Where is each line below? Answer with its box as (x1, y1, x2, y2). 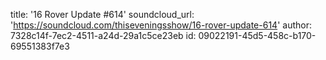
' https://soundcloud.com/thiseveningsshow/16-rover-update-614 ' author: (10, 19, 312, 31)
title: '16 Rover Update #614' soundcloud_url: (10, 9, 195, 20)
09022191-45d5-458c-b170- (198, 30, 317, 41)
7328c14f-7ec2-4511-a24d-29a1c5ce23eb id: (10, 30, 197, 41)
